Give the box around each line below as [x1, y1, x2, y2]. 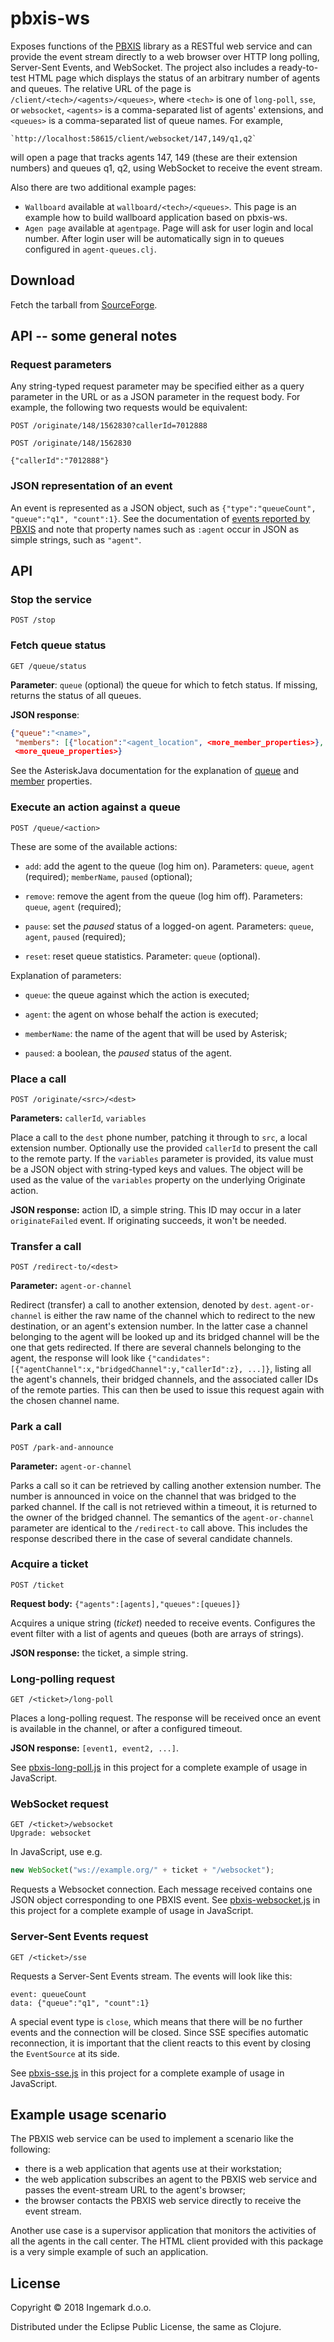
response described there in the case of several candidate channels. [10, 1532, 293, 1544]
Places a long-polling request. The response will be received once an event [10, 1712, 321, 1724]
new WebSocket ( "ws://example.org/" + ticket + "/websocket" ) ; [10, 1865, 275, 1876]
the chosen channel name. [10, 1395, 120, 1407]
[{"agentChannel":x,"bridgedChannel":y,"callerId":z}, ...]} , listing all [10, 1363, 312, 1375]
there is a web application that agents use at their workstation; [24, 2163, 282, 2175]
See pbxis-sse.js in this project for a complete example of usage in [10, 2067, 285, 2079]
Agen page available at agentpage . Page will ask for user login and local [24, 222, 314, 234]
